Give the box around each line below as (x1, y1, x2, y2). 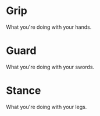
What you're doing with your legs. (6, 103, 87, 110)
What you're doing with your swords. (6, 63, 95, 70)
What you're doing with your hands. (6, 23, 92, 30)
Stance (6, 84, 41, 97)
